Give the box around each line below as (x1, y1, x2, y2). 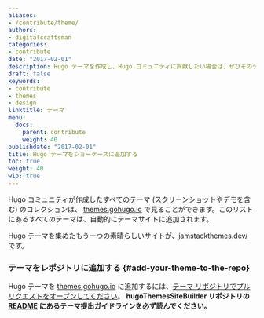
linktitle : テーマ (8, 107, 65, 115)
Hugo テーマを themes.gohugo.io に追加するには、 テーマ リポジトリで (8, 282, 237, 291)
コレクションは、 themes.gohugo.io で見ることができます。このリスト (26, 204, 254, 214)
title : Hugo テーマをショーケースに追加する (8, 150, 138, 158)
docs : (15, 121, 34, 129)
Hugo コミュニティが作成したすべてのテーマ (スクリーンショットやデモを (8, 194, 244, 204)
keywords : (8, 77, 41, 85)
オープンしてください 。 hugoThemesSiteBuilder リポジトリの (49, 291, 250, 301)
